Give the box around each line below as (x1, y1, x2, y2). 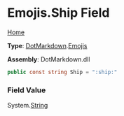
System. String (7, 101, 48, 110)
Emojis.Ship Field (7, 5, 110, 21)
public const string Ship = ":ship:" (7, 68, 118, 75)
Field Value (7, 85, 46, 95)
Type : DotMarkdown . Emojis (7, 41, 88, 50)
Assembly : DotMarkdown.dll (7, 55, 90, 64)
